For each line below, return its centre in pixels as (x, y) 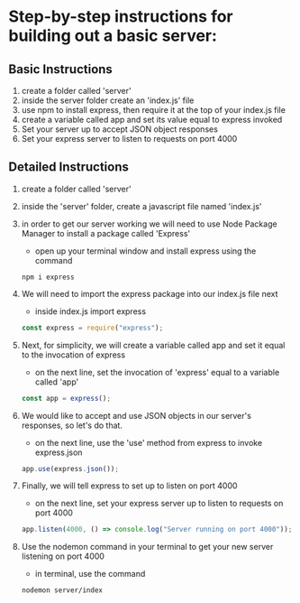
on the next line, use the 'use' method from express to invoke (149, 442)
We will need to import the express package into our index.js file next (150, 293)
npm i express (48, 277)
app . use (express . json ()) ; (70, 468)
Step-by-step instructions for (121, 17)
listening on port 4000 (63, 556)
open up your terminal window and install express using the (145, 251)
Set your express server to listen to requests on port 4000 (129, 139)
